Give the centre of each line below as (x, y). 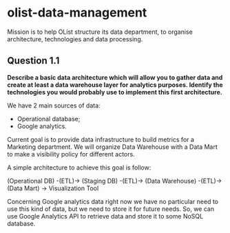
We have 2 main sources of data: (54, 105)
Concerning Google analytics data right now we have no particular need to (113, 201)
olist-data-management (77, 13)
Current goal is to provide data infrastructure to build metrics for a (101, 139)
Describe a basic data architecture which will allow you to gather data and (115, 77)
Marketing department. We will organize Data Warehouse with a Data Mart (113, 147)
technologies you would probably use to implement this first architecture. (115, 92)
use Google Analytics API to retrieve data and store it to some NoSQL (105, 216)
